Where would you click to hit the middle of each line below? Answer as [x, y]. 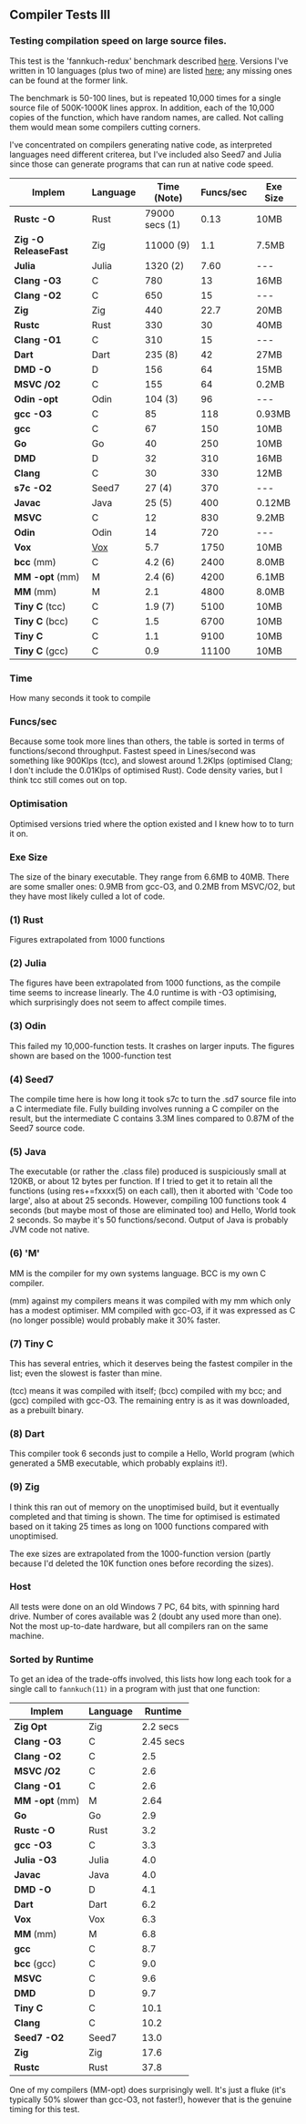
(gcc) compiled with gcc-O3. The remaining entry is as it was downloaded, [149, 1400]
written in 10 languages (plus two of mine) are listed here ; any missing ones [151, 70]
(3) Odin [28, 1026]
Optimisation [39, 804]
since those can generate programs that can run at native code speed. [142, 164]
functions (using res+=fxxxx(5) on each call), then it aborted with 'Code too [151, 1191]
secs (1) [163, 224]
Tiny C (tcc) [40, 606]
